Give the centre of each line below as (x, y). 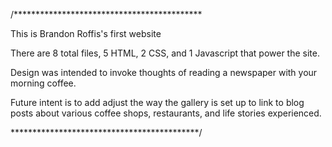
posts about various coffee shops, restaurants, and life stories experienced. (166, 113)
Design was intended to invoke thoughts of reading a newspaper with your (164, 72)
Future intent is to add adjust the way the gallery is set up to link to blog (157, 102)
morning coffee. (43, 83)
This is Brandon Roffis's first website (86, 33)
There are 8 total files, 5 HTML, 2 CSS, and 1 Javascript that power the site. (165, 53)
